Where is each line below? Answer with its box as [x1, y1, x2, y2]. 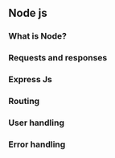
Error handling [8, 139, 66, 150]
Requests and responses [8, 52, 108, 64]
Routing [8, 96, 40, 107]
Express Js [8, 74, 52, 85]
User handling [8, 117, 64, 128]
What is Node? [8, 31, 67, 42]
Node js [8, 6, 48, 20]
